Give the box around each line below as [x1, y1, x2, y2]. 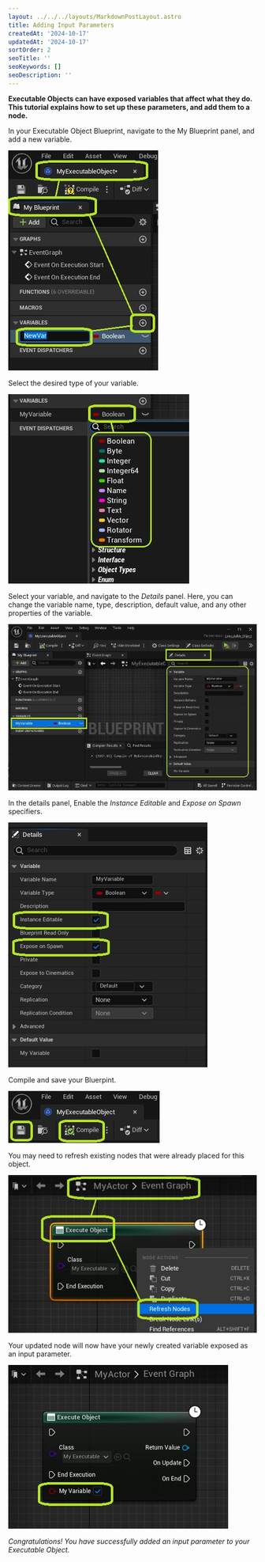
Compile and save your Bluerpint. [8, 1075, 117, 1085]
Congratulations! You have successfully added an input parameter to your [8, 1536, 250, 1546]
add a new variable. [8, 135, 73, 144]
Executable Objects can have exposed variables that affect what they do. [8, 93, 252, 103]
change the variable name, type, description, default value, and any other [8, 600, 247, 609]
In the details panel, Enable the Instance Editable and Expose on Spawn [8, 798, 241, 808]
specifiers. [8, 807, 43, 817]
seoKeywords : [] [8, 63, 62, 71]
